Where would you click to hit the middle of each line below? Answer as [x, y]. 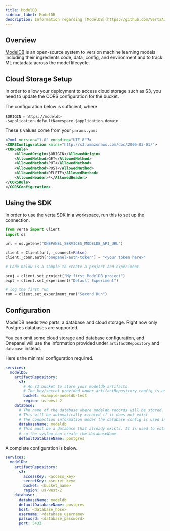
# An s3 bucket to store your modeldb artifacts [76, 386]
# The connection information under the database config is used [89, 419]
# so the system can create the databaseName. [69, 434]
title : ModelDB [21, 10]
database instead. [23, 349]
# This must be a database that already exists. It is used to [87, 429]
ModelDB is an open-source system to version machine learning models [80, 52]
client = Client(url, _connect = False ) [46, 253]
